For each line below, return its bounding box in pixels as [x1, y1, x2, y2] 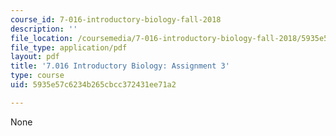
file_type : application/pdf [10, 42, 128, 53]
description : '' [10, 24, 78, 34]
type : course [10, 71, 65, 81]
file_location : [10, 33, 74, 43]
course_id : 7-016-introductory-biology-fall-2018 [10, 14, 222, 25]
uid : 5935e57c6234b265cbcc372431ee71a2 [10, 80, 177, 90]
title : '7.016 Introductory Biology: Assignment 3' [10, 61, 230, 71]
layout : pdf [10, 52, 60, 62]
